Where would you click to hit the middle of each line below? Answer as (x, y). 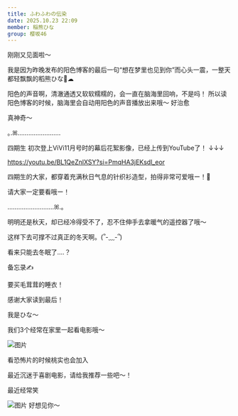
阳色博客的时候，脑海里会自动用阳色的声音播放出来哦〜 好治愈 (98, 103)
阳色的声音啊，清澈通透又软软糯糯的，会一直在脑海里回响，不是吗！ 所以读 (117, 94)
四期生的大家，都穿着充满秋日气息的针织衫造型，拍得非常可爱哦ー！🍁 (109, 177)
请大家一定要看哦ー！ (38, 192)
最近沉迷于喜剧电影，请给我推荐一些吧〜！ (70, 375)
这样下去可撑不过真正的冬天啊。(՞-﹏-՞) (65, 237)
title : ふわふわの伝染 (37, 14)
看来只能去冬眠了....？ (39, 252)
